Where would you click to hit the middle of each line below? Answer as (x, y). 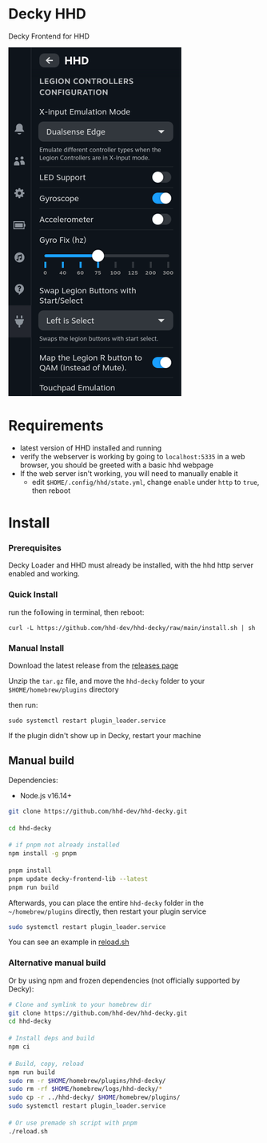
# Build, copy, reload (46, 1064)
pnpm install (30, 870)
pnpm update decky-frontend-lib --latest (78, 878)
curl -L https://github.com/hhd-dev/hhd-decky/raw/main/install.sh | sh (132, 628)
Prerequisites (35, 547)
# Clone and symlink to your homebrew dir (80, 1004)
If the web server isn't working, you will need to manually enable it (129, 473)
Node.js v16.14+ (46, 795)
